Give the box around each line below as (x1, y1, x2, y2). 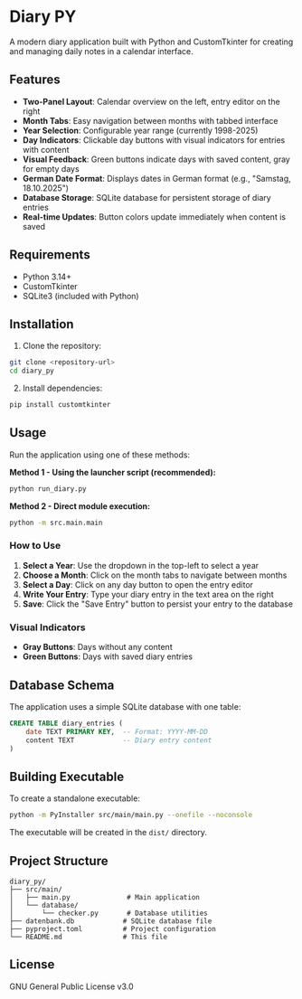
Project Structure (9, 853, 109, 869)
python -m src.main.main (9, 518, 103, 527)
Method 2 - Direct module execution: (9, 500, 151, 512)
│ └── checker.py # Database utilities (9, 909, 208, 918)
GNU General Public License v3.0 (9, 981, 134, 992)
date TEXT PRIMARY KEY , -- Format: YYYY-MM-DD (25, 727, 208, 736)
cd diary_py (9, 366, 54, 376)
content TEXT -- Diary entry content (25, 735, 212, 745)
